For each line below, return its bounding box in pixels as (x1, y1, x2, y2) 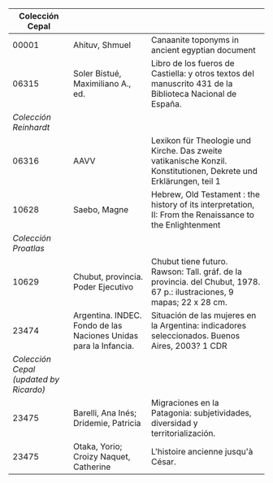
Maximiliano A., (72, 78, 132, 89)
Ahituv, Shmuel (72, 40, 132, 50)
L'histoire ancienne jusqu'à (150, 446, 253, 457)
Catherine (72, 461, 111, 472)
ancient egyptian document (150, 45, 256, 55)
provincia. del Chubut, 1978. (150, 276, 261, 287)
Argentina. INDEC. (72, 310, 142, 320)
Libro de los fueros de (150, 58, 235, 68)
